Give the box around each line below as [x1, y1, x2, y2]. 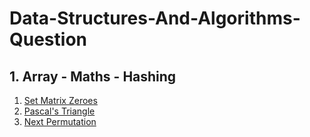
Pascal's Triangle [23, 105, 96, 117]
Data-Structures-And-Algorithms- [9, 7, 301, 30]
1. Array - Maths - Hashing [9, 68, 177, 85]
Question [9, 28, 87, 51]
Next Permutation [23, 116, 97, 127]
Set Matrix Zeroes [23, 95, 98, 106]
